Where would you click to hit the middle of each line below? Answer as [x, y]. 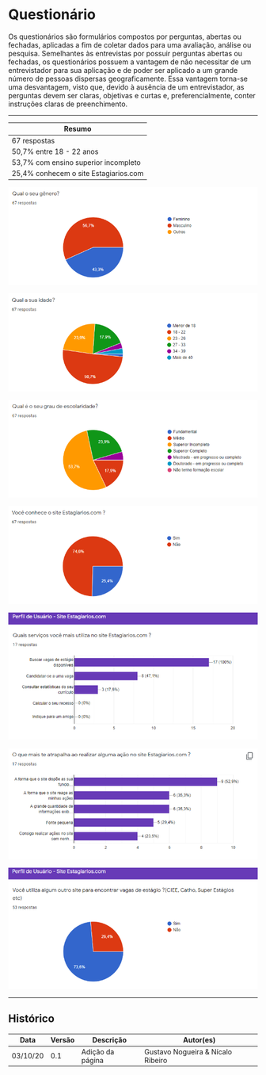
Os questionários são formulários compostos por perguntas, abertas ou [125, 36]
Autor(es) [199, 1040]
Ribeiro [156, 1060]
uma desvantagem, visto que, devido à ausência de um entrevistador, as [126, 87]
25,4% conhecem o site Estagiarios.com [78, 174]
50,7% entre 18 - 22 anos [55, 151]
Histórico [32, 1019]
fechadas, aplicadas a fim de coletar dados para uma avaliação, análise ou [130, 44]
